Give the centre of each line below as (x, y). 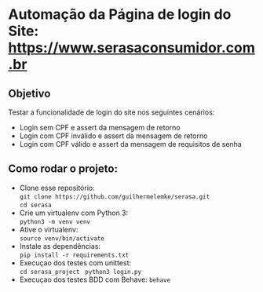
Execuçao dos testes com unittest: (75, 263)
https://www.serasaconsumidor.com (131, 48)
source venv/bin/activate (62, 238)
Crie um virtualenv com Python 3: (74, 213)
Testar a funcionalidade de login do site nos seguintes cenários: (111, 112)
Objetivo (29, 93)
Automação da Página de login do (120, 15)
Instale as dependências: (60, 246)
